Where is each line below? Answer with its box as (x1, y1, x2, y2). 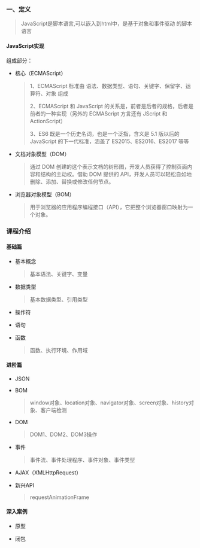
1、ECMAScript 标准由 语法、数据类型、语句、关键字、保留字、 (29, 82, 186, 89)
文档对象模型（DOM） (14, 150, 70, 157)
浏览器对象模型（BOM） (14, 190, 75, 198)
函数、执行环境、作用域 (29, 346, 88, 354)
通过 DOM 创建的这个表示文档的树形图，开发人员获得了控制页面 (29, 163, 187, 170)
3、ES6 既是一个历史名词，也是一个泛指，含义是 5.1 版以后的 (29, 130, 180, 137)
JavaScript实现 (6, 42, 45, 49)
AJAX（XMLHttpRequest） (14, 468, 82, 476)
